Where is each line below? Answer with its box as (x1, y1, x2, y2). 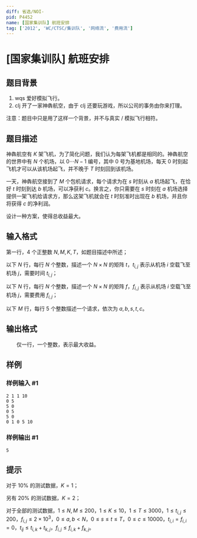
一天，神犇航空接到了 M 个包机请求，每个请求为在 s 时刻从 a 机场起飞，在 (6, 178, 186, 185)
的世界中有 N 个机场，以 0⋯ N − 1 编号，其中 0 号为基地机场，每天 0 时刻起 (6, 158, 189, 165)
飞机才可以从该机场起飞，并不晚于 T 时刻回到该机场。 (6, 165, 137, 172)
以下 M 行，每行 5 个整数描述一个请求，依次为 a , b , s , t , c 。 (6, 305, 148, 313)
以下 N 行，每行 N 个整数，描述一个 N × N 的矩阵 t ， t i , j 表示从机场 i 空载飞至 (6, 261, 191, 269)
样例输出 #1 (6, 433, 38, 442)
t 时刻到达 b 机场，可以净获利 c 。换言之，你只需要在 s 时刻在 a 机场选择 (12, 185, 188, 192)
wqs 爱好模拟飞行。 (14, 95, 63, 102)
